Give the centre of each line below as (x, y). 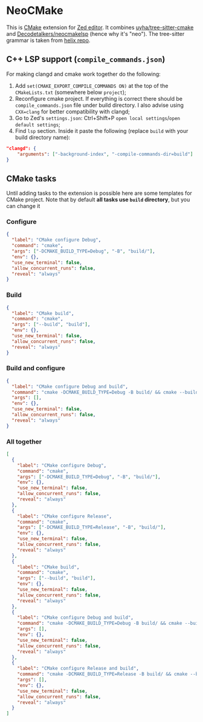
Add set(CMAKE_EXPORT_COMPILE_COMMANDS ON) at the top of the (92, 86)
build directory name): (43, 137)
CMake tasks (31, 179)
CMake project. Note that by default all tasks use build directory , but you (98, 200)
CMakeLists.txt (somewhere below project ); (71, 92)
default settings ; (37, 124)
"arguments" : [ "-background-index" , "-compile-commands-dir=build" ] (105, 154)
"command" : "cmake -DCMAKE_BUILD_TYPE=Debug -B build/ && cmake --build (105, 392)
